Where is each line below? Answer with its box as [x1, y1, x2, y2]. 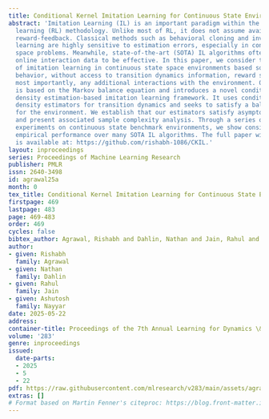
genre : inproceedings [8, 340, 81, 348]
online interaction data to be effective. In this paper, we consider [15, 57, 256, 65]
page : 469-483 [8, 213, 56, 221]
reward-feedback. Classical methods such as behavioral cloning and [15, 34, 249, 42]
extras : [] [8, 392, 45, 400]
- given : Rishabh [8, 250, 66, 258]
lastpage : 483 [8, 205, 56, 213]
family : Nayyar [15, 302, 66, 310]
